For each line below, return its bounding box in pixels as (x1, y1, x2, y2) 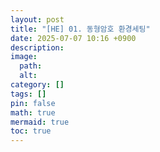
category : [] (10, 80, 65, 90)
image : (10, 52, 38, 62)
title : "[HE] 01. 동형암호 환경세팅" (10, 24, 151, 34)
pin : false (10, 98, 56, 108)
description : (10, 42, 65, 53)
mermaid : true (10, 117, 70, 127)
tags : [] (10, 89, 47, 99)
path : (19, 61, 43, 71)
